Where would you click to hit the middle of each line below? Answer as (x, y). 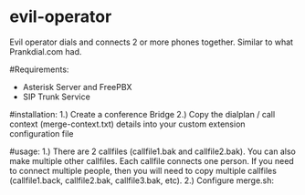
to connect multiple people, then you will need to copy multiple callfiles (143, 170)
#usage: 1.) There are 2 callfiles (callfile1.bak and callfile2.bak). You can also (153, 151)
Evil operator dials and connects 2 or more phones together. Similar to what (152, 42)
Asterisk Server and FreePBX (77, 87)
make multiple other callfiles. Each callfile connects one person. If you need (152, 160)
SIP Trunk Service (57, 97)
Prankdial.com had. (46, 51)
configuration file (42, 133)
